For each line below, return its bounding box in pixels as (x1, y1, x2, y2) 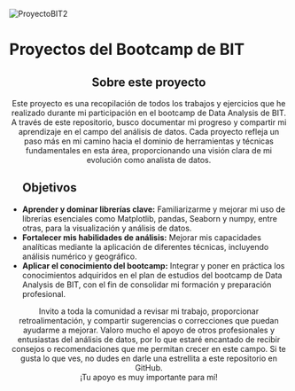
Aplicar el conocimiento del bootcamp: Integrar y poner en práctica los (21, 260, 285, 270)
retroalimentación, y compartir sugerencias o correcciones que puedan (19, 315, 279, 325)
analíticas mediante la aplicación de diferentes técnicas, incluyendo (21, 241, 269, 252)
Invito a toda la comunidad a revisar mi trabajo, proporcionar (38, 306, 260, 317)
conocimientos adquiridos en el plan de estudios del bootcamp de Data (21, 270, 283, 280)
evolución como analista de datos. (86, 155, 212, 165)
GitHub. (135, 362, 163, 372)
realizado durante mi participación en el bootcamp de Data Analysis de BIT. (12, 107, 286, 118)
